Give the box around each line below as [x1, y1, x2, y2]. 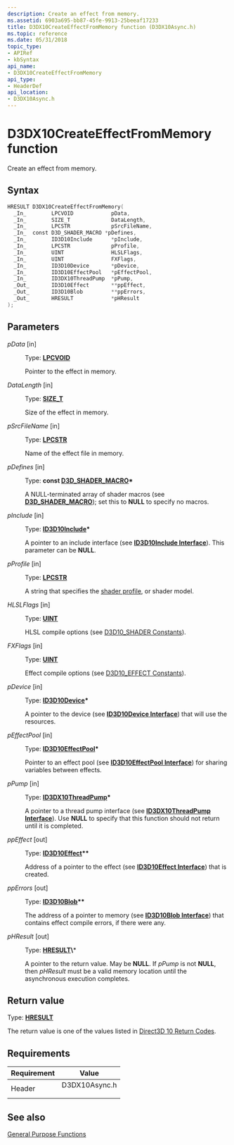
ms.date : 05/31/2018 [7, 37, 68, 44]
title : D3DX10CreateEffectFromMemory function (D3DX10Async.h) [7, 23, 197, 30]
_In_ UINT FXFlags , [13, 255, 137, 263]
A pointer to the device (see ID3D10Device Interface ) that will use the [25, 710, 227, 718]
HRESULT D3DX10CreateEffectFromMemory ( [7, 203, 124, 210]
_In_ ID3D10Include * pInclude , [13, 236, 143, 243]
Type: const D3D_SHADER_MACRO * [25, 476, 134, 485]
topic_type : [7, 43, 42, 50]
